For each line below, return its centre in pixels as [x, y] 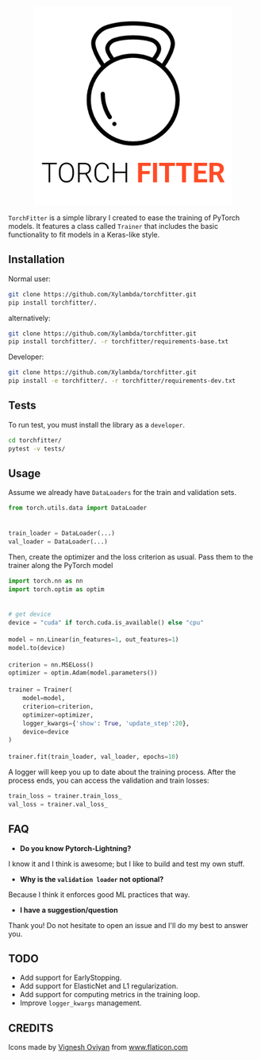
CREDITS [31, 1028]
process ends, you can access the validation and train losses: [109, 780]
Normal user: [30, 279]
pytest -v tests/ [37, 449]
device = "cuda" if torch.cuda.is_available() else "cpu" [106, 623]
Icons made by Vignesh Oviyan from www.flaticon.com [98, 1047]
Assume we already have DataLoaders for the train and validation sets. [122, 493]
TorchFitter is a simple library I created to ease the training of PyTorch [124, 218]
